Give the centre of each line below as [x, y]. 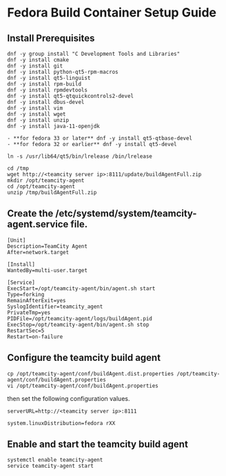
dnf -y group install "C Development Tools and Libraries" [94, 54]
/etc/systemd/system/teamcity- [126, 214]
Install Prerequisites [51, 38]
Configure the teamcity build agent [84, 358]
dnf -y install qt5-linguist [49, 78]
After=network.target [38, 252]
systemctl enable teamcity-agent [55, 460]
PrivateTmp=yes [29, 312]
